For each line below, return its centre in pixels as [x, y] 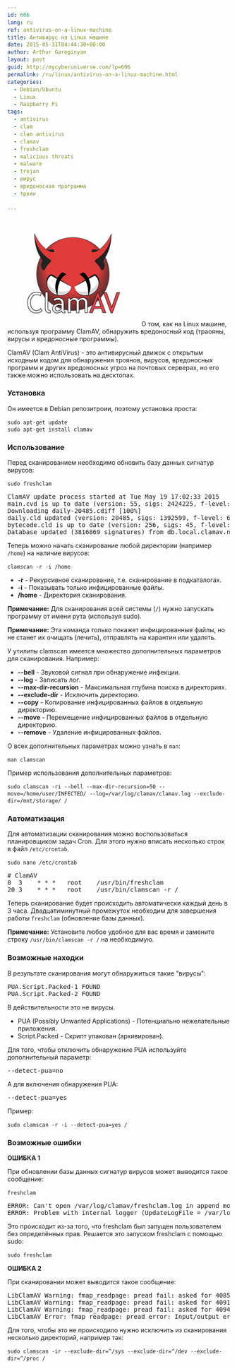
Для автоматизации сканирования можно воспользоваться [98, 834]
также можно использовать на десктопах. [71, 375]
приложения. [37, 1029]
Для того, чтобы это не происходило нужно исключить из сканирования [117, 1330]
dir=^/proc [23, 1358]
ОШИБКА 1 [24, 1158]
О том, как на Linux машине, [184, 324]
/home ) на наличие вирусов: [49, 553]
